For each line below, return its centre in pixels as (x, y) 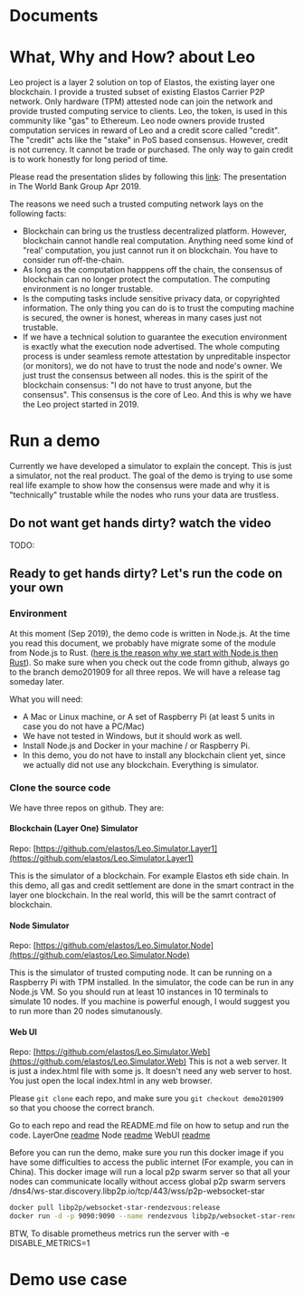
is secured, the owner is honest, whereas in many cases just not (142, 318)
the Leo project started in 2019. (81, 405)
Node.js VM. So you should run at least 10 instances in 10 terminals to (139, 992)
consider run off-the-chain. (73, 260)
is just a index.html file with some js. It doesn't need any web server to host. (151, 1071)
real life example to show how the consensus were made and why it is (140, 485)
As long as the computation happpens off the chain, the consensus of (152, 270)
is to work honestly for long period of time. (89, 159)
